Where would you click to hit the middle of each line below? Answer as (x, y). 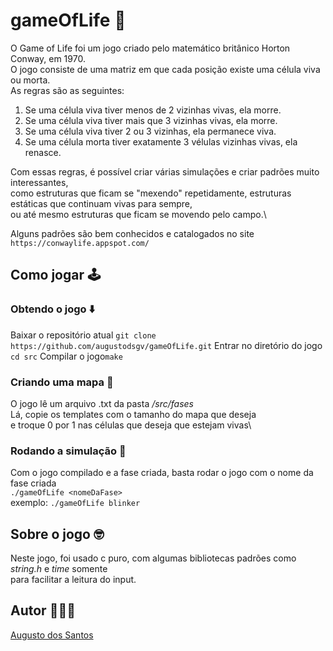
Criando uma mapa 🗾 (62, 382)
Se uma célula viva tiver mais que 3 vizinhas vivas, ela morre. (151, 120)
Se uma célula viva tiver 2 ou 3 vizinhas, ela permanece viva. (150, 131)
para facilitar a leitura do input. (73, 580)
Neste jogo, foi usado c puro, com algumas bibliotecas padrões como (153, 558)
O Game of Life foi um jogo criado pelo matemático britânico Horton (150, 48)
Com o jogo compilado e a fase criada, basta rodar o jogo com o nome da (162, 473)
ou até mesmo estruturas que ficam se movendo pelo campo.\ (138, 214)
